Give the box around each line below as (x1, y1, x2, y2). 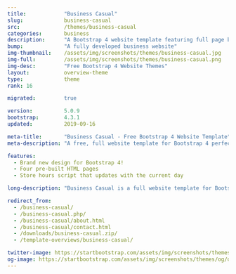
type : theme (7, 75, 80, 83)
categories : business (7, 30, 90, 37)
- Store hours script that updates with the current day (13, 172, 184, 179)
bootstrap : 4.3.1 (7, 114, 80, 122)
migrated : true (7, 95, 77, 102)
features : (7, 152, 37, 159)
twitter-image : (7, 249, 52, 256)
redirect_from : (7, 197, 52, 204)
